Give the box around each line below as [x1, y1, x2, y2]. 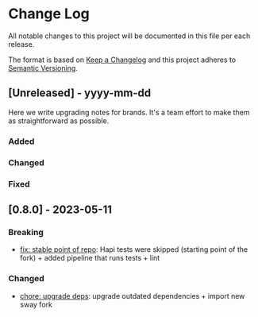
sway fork [19, 300, 53, 309]
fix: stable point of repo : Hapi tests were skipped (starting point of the [19, 245, 248, 254]
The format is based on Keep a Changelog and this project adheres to [8, 55, 237, 64]
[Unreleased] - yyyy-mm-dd [8, 87, 152, 100]
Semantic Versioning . [8, 63, 78, 72]
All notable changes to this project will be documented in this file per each [8, 31, 251, 41]
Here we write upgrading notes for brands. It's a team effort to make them [8, 107, 250, 117]
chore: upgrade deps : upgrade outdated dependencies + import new [19, 291, 245, 300]
